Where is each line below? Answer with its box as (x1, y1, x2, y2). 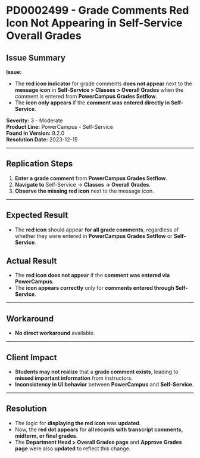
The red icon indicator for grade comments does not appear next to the (14, 80, 192, 87)
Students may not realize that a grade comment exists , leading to (14, 368, 179, 376)
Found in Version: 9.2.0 (6, 129, 65, 137)
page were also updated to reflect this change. (14, 445, 131, 452)
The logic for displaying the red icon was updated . (14, 419, 141, 426)
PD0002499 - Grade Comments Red (6, 4, 189, 17)
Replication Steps (6, 159, 73, 169)
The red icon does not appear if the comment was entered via (14, 272, 170, 279)
